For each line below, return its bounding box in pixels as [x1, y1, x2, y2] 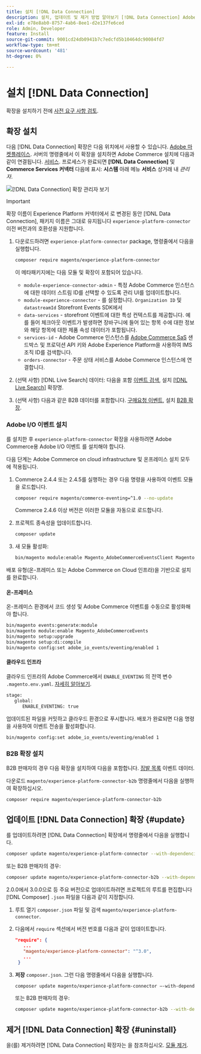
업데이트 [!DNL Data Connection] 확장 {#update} [6, 815, 185, 825]
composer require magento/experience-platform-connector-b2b [6, 796, 162, 802]
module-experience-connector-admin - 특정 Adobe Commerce [23, 282, 174, 289]
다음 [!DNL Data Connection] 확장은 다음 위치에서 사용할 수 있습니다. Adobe [6, 143, 187, 150]
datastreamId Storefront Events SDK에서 [23, 304, 123, 311]
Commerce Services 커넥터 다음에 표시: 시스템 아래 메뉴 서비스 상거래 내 [6, 166, 179, 173]
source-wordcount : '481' [6, 48, 68, 54]
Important [6, 198, 31, 205]
